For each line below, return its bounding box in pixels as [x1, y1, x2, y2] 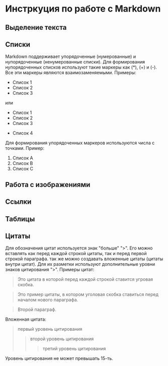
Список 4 [12, 130, 33, 136]
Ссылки [5, 198, 32, 206]
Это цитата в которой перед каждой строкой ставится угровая [17, 276, 153, 282]
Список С [12, 166, 34, 172]
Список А [12, 155, 34, 161]
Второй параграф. [17, 307, 57, 313]
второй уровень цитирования [30, 336, 94, 342]
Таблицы [5, 215, 35, 223]
